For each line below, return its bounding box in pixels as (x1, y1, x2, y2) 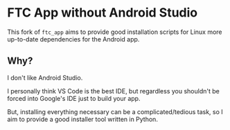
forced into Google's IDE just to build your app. (7, 94, 141, 102)
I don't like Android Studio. (7, 73, 83, 82)
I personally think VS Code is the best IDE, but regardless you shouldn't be (7, 86, 220, 95)
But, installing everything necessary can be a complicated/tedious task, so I (7, 107, 223, 115)
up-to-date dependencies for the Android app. (7, 35, 140, 43)
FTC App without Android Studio (7, 5, 198, 21)
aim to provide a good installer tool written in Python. (7, 115, 158, 123)
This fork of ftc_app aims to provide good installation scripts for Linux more (7, 28, 223, 36)
